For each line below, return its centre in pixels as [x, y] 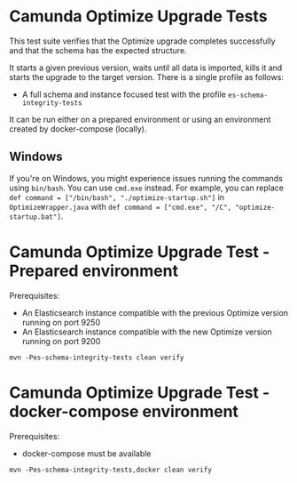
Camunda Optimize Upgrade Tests [138, 16]
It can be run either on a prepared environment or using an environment [140, 119]
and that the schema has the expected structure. [98, 50]
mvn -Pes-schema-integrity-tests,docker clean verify [111, 470]
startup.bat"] [35, 217]
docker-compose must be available [86, 453]
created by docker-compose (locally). [78, 129]
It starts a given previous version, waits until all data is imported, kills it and [146, 68]
